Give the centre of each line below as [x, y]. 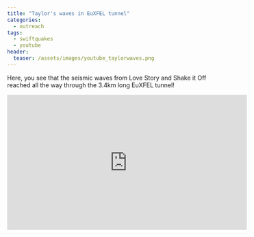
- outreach [29, 26]
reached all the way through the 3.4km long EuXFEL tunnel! [91, 85]
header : [18, 52]
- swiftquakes [33, 39]
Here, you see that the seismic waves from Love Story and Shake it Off [107, 78]
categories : [24, 20]
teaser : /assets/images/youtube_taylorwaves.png [84, 58]
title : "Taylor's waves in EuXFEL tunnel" [68, 13]
